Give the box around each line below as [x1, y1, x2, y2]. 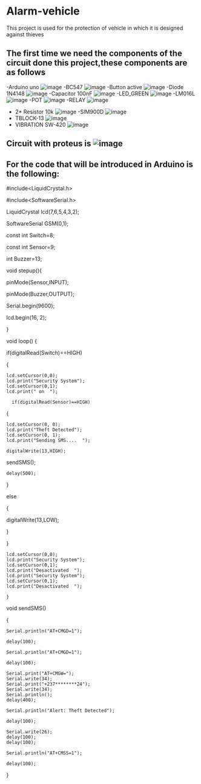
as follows [6, 67, 46, 78]
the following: [6, 169, 59, 179]
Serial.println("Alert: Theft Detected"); [6, 708, 115, 714]
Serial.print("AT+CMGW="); [6, 670, 74, 677]
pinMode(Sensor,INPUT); [6, 278, 69, 286]
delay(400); [6, 697, 36, 703]
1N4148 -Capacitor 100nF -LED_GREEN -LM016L [6, 90, 196, 97]
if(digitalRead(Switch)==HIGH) [6, 349, 83, 356]
